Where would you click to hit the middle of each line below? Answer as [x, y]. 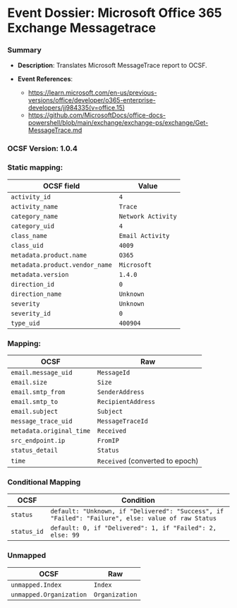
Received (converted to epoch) [148, 461]
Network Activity [148, 216]
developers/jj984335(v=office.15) [77, 108]
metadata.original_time [51, 431]
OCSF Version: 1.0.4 [42, 148]
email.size [29, 382]
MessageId [114, 372]
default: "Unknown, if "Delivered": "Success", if [137, 511]
